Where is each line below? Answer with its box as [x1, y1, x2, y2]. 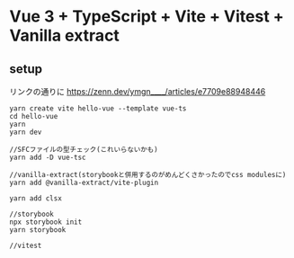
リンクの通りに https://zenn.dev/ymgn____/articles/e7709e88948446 [9, 86, 266, 96]
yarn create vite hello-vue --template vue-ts [9, 104, 187, 113]
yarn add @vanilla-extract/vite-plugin [9, 178, 159, 187]
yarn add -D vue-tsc [9, 153, 87, 162]
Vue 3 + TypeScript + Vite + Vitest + [9, 6, 285, 27]
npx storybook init [9, 218, 83, 227]
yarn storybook [9, 226, 67, 235]
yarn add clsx [9, 194, 63, 203]
